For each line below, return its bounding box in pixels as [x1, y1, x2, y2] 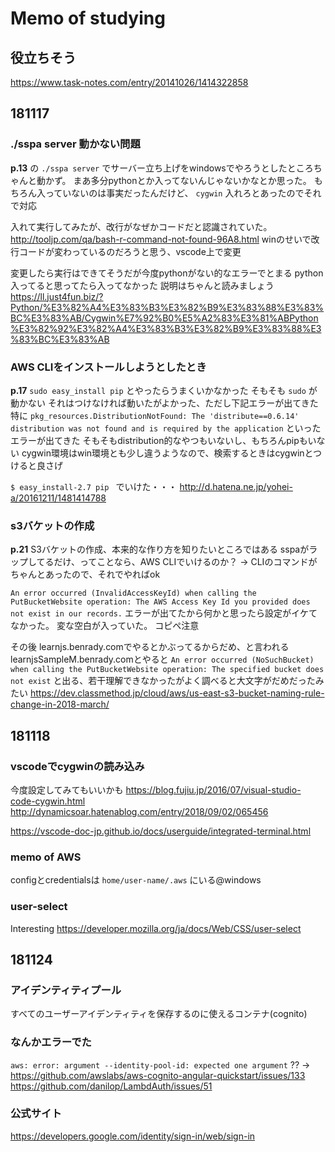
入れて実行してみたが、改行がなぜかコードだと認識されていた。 [10, 220, 273, 232]
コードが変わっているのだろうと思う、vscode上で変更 [18, 245, 242, 257]
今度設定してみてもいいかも [10, 783, 124, 796]
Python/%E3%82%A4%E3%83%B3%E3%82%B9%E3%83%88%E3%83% [10, 301, 325, 313]
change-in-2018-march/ [10, 698, 110, 711]
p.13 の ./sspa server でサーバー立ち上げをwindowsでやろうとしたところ [10, 162, 314, 174]
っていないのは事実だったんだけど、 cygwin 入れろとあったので [44, 187, 305, 199]
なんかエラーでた [10, 1035, 92, 1049]
